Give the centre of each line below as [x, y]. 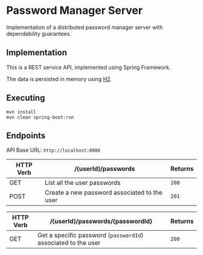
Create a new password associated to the [104, 193]
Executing [26, 98]
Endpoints [26, 136]
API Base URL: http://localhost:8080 [53, 150]
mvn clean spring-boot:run [40, 117]
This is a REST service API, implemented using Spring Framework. [89, 67]
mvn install [21, 112]
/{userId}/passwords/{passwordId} [101, 221]
